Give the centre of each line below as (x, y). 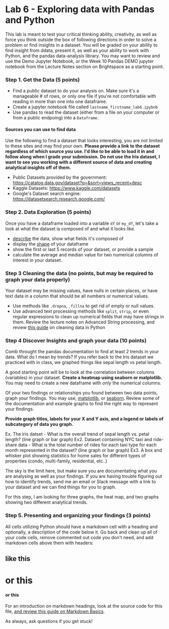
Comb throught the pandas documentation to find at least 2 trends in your (82, 352)
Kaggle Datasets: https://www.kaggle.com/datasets (66, 188)
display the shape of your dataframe (50, 244)
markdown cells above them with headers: (49, 543)
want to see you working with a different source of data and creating (79, 162)
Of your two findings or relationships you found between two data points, (81, 393)
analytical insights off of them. (38, 168)
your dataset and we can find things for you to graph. (61, 487)
